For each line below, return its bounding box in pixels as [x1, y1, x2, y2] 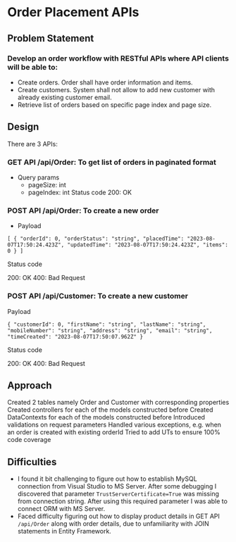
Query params [17, 173, 60, 182]
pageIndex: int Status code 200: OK [27, 188, 132, 196]
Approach [7, 379, 52, 391]
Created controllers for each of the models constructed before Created [7, 405, 213, 414]
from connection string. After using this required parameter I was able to [17, 497, 228, 505]
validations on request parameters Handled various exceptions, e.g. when [7, 420, 222, 429]
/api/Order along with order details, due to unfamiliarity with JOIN [17, 519, 209, 528]
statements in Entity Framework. [17, 527, 111, 536]
